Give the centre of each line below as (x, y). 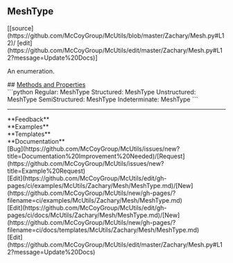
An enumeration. (31, 71)
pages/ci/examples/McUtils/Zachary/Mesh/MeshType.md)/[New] (100, 185)
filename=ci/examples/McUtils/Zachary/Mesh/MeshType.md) (95, 200)
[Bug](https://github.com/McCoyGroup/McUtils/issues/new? (94, 149)
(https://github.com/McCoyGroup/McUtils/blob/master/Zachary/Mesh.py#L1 (116, 35)
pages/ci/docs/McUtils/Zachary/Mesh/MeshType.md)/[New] (94, 215)
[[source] (20, 28)
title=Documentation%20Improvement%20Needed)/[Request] (96, 156)
